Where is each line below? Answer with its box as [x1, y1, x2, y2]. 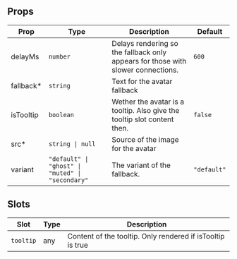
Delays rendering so [111, 38, 178, 48]
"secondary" [48, 176, 89, 184]
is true [67, 240, 88, 250]
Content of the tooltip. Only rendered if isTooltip [67, 231, 225, 241]
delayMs [11, 52, 39, 61]
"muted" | [48, 169, 82, 177]
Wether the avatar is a [111, 97, 185, 107]
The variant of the [111, 160, 171, 170]
